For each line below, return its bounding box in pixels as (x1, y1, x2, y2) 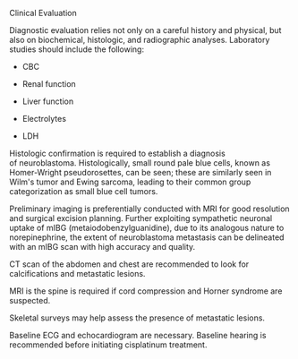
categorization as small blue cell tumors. (9, 186, 158, 196)
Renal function (21, 79, 76, 89)
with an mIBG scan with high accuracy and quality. (9, 242, 196, 252)
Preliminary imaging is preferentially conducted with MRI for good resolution (9, 203, 290, 214)
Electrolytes (21, 114, 67, 124)
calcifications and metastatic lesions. (9, 269, 146, 278)
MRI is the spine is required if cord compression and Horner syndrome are (9, 286, 283, 296)
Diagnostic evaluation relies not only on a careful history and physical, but (9, 25, 282, 35)
